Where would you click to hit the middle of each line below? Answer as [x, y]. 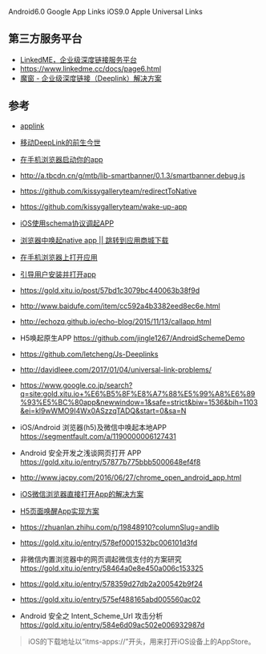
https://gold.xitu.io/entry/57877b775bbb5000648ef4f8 [110, 461]
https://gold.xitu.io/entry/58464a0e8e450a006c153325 [112, 568]
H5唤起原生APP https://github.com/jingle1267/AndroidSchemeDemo [132, 338]
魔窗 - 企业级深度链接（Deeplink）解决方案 [91, 78]
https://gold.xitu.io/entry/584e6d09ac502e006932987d [112, 624]
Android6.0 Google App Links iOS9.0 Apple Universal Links [105, 12]
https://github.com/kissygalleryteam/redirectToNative [108, 191]
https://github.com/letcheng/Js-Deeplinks [89, 354]
